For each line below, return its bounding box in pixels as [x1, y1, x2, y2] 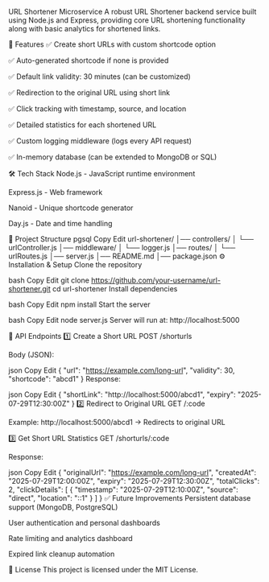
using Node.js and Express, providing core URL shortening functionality [8, 15, 246, 25]
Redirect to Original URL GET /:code [85, 398, 205, 408]
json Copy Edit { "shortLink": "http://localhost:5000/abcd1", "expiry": [8, 390, 236, 399]
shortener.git [8, 284, 51, 293]
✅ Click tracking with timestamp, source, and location [8, 104, 187, 114]
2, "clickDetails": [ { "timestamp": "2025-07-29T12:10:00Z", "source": [8, 485, 239, 494]
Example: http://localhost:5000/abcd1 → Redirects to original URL [8, 418, 226, 427]
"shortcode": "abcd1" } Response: [8, 374, 121, 383]
